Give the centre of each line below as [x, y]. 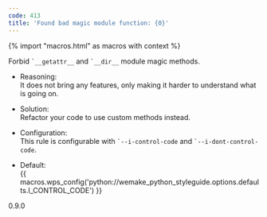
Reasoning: [38, 76]
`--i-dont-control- [226, 141]
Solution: [34, 109]
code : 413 [25, 15]
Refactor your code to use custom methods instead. [105, 117]
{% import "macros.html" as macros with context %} [94, 45]
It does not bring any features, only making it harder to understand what [138, 85]
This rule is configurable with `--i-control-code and [106, 141]
